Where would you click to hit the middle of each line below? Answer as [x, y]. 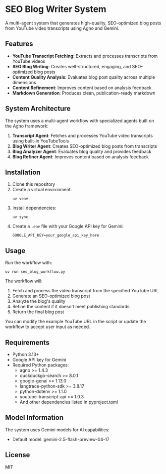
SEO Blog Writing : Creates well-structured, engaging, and [72, 66]
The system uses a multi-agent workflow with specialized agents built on [80, 120]
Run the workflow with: [29, 263]
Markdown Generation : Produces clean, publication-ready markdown [84, 93]
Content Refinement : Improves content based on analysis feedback [82, 88]
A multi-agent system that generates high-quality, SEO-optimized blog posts [83, 23]
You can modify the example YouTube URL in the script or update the [76, 322]
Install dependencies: [34, 208]
